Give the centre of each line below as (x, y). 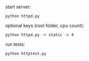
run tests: (15, 44)
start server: (18, 7)
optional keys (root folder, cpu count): (45, 25)
